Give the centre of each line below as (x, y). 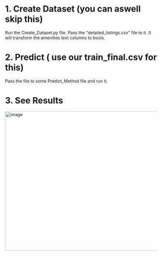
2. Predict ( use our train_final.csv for (81, 57)
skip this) (24, 19)
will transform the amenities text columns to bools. (55, 38)
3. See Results (34, 101)
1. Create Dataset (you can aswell (73, 9)
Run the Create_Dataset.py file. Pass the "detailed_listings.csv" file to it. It (78, 32)
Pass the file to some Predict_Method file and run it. (56, 81)
